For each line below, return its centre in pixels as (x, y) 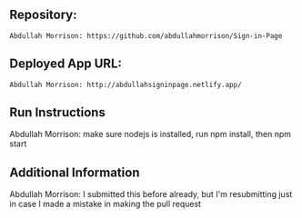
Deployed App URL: (66, 64)
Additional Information (75, 172)
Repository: (43, 15)
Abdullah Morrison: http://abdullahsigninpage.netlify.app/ (126, 84)
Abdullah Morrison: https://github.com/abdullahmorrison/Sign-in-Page (146, 35)
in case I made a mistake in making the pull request (106, 204)
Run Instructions (58, 113)
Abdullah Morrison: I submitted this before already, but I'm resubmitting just (151, 194)
